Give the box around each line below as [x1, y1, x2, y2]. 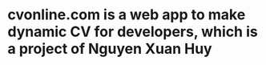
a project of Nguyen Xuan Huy [7, 40, 213, 58]
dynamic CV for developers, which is [7, 22, 258, 41]
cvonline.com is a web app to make [7, 6, 246, 24]
